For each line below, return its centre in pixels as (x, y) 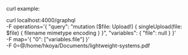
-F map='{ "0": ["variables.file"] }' (48, 39)
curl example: (23, 9)
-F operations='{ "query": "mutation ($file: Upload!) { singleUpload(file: (94, 27)
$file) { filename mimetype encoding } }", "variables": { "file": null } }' (91, 33)
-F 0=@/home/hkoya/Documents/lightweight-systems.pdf (78, 45)
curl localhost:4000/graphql (41, 20)
